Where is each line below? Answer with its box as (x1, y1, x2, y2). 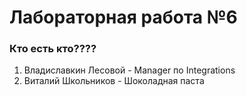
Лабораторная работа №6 (9, 6, 238, 29)
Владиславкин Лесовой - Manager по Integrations (23, 64, 236, 76)
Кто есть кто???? (9, 42, 97, 56)
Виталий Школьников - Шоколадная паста (23, 75, 205, 87)
